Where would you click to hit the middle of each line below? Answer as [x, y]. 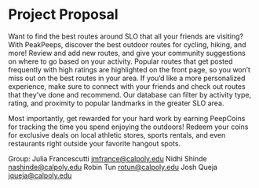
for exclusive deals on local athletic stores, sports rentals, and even [117, 135]
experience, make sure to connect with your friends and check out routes [127, 86]
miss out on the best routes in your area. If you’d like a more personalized [127, 78]
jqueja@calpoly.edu [40, 175]
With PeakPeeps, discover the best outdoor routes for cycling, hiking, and [127, 44]
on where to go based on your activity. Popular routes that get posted [120, 61]
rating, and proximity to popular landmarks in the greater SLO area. [116, 103]
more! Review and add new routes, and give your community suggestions [127, 53]
